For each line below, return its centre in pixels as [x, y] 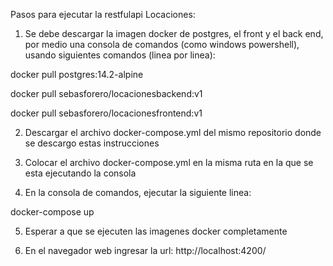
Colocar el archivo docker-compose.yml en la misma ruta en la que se [169, 162]
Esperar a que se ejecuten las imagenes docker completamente [156, 231]
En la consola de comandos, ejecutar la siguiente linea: [138, 192]
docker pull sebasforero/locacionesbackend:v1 [106, 93]
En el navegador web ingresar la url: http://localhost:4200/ [145, 250]
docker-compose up [52, 212]
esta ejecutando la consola [80, 173]
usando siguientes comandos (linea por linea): [120, 55]
